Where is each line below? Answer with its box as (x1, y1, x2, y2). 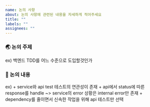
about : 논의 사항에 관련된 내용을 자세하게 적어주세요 (5, 12, 102, 17)
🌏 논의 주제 (5, 44, 32, 51)
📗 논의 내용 (5, 71, 30, 78)
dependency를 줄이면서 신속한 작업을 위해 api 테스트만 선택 (5, 96, 124, 102)
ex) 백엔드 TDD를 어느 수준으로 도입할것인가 (5, 57, 92, 63)
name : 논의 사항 (5, 7, 35, 13)
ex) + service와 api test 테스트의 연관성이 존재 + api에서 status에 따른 (5, 83, 145, 89)
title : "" (5, 17, 26, 22)
